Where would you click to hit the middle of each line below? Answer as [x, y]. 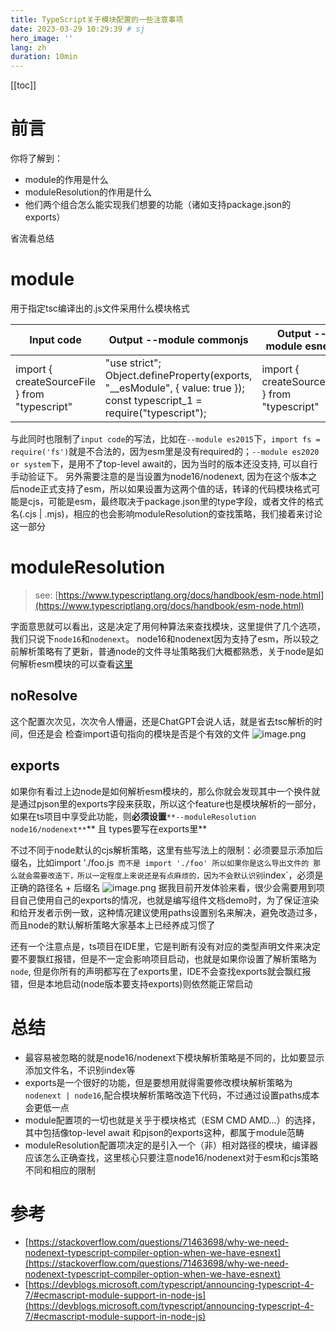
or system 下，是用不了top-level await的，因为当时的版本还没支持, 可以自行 [164, 464]
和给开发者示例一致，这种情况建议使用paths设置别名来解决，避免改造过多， [166, 912]
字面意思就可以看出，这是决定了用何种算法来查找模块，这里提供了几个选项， [168, 626]
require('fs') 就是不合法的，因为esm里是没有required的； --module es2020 [165, 451]
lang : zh [28, 47]
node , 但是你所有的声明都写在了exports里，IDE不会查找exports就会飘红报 [161, 971]
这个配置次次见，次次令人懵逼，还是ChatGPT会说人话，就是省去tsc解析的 [162, 721]
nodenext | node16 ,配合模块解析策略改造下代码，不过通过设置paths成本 [172, 1095]
